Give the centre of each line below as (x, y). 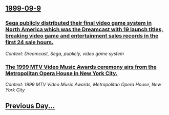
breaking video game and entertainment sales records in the (82, 36)
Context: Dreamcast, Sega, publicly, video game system (65, 53)
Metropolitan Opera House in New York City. (61, 73)
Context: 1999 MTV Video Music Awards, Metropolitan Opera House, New (83, 84)
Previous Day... (30, 106)
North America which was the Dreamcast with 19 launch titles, (84, 29)
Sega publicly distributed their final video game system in (79, 23)
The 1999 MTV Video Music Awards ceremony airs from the (81, 67)
